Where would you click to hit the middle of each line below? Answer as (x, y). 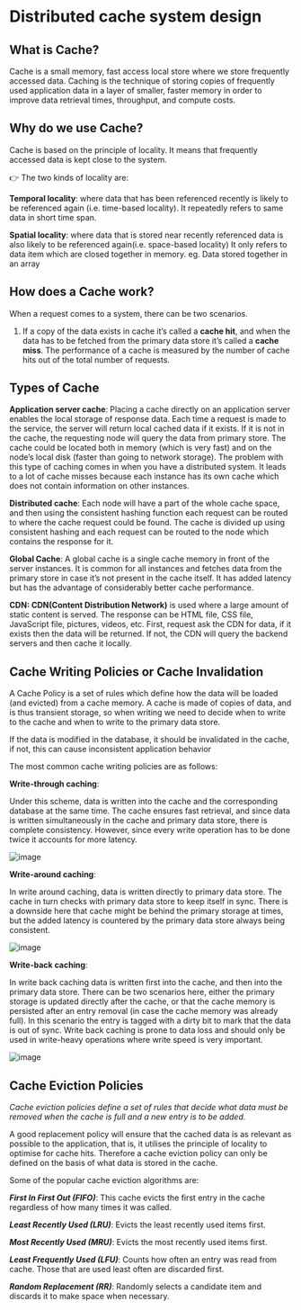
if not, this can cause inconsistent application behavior (111, 749)
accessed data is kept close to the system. (89, 159)
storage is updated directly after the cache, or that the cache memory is (142, 1001)
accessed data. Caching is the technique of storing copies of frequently (142, 81)
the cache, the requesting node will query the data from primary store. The (148, 438)
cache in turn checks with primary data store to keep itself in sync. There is (149, 902)
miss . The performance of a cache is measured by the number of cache (156, 350)
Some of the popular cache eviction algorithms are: (104, 1180)
